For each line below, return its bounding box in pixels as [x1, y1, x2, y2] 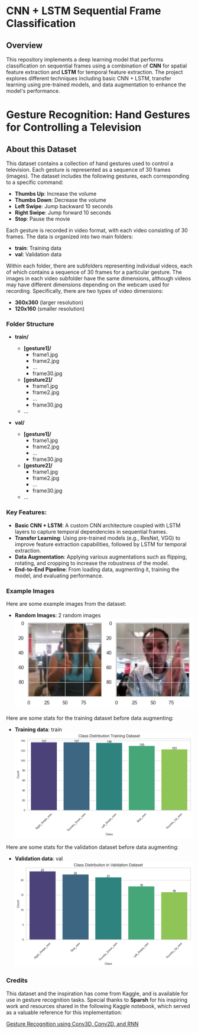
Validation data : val [14, 855, 63, 862]
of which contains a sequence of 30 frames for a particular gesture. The [6, 269, 182, 276]
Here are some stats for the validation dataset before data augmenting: [6, 844, 179, 851]
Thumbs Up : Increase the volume [14, 191, 97, 197]
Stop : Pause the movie [14, 215, 70, 222]
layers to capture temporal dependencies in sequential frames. [14, 528, 168, 535]
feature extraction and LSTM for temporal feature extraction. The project [6, 69, 183, 75]
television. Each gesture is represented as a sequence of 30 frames [6, 166, 171, 173]
